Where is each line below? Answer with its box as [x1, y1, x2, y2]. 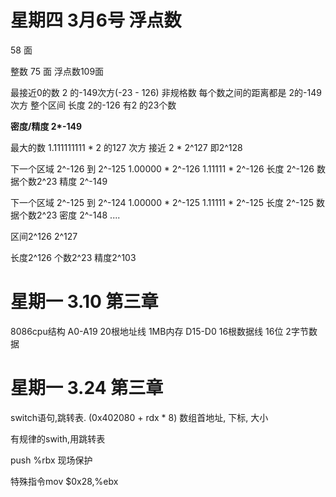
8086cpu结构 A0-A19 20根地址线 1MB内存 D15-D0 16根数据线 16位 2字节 [10, 325, 309, 337]
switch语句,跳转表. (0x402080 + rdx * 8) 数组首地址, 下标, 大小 [10, 411, 269, 423]
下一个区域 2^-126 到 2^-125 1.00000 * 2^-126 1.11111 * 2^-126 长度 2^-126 [10, 162, 315, 175]
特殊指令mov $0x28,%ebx [10, 475, 119, 487]
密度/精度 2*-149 [10, 120, 83, 132]
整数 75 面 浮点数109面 [10, 65, 105, 77]
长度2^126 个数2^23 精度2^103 [10, 251, 137, 263]
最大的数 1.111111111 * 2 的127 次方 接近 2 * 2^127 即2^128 [10, 141, 243, 153]
